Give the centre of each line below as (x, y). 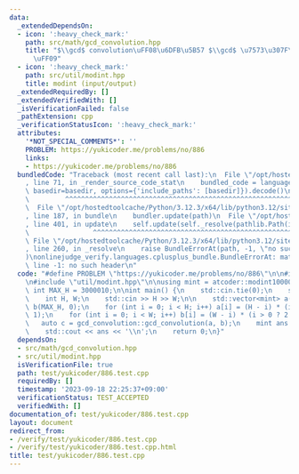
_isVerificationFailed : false (73, 108)
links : (37, 158)
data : (19, 17)
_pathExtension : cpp (55, 116)
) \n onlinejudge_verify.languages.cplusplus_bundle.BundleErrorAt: (151, 257)
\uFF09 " (47, 59)
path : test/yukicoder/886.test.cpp (83, 373)
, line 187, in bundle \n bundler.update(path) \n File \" (141, 216)
